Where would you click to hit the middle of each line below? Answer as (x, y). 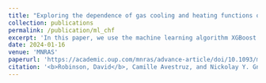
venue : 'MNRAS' (33, 52)
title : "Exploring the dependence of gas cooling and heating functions (131, 15)
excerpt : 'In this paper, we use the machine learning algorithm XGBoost (133, 38)
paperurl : (25, 60)
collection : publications (51, 23)
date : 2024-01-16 (37, 45)
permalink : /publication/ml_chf (61, 30)
